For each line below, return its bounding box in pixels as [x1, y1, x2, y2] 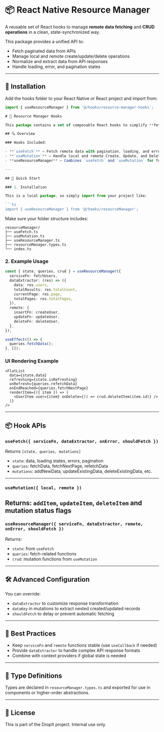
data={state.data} [9, 373, 47, 378]
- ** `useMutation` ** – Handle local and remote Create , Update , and [5, 154, 147, 159]
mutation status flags [5, 506, 72, 515]
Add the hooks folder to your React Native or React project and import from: [5, 95, 158, 101]
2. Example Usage [5, 258, 49, 265]
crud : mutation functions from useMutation [12, 556, 98, 562]
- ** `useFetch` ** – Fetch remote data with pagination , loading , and [5, 149, 150, 154]
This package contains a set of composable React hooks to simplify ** [5, 122, 154, 128]
